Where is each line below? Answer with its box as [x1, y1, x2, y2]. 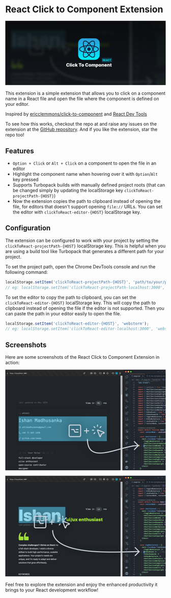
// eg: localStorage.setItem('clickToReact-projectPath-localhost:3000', [5, 285, 165, 290]
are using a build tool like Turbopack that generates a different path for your [5, 248, 164, 254]
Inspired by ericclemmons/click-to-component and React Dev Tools [5, 111, 148, 117]
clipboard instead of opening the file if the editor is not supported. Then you [5, 305, 164, 311]
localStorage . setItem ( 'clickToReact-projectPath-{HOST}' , [5, 280, 131, 285]
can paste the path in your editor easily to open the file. [5, 310, 121, 316]
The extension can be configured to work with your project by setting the [5, 237, 159, 243]
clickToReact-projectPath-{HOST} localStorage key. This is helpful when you [5, 243, 166, 249]
